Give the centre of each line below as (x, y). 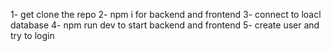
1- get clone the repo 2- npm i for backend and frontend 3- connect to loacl (166, 14)
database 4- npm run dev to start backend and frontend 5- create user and (165, 25)
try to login (32, 35)
